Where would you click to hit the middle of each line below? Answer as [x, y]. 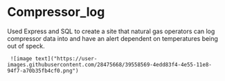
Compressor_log [56, 12]
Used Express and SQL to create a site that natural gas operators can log [111, 31]
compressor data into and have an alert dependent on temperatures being [112, 38]
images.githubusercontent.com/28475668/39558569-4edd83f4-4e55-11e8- [110, 64]
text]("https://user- [66, 58]
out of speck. [26, 46]
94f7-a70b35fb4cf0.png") [43, 71]
